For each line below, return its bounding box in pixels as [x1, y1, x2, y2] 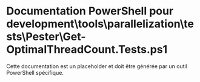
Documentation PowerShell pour [6, 4, 174, 18]
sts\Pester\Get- [6, 30, 86, 43]
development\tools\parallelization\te [6, 17, 194, 31]
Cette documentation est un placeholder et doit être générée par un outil [6, 62, 188, 70]
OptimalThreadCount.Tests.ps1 [6, 43, 168, 57]
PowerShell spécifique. [6, 69, 64, 76]
